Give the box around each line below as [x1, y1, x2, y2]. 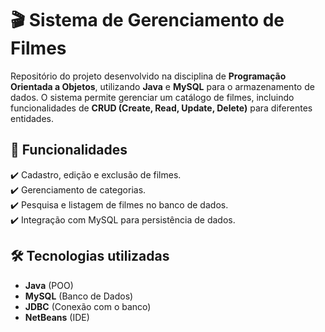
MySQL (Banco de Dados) [24, 290, 134, 302]
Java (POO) [24, 279, 74, 291]
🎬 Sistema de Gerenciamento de [10, 9, 285, 32]
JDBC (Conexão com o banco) [24, 300, 152, 312]
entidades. [10, 112, 54, 124]
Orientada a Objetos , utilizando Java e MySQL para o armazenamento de [10, 80, 315, 92]
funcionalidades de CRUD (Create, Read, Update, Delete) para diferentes [10, 102, 313, 114]
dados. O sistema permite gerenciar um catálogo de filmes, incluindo [10, 91, 295, 103]
